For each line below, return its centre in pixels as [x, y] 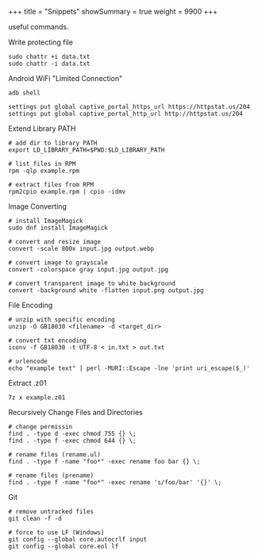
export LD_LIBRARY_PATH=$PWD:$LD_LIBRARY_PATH [87, 150]
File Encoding [31, 305]
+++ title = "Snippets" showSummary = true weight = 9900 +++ [113, 12]
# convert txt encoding [48, 341]
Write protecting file [41, 42]
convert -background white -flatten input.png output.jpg [106, 291]
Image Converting [38, 206]
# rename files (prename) [51, 475]
